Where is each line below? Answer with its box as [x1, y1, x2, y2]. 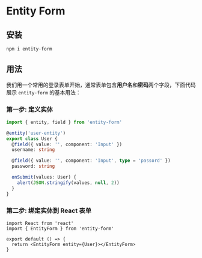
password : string [11, 164, 55, 170]
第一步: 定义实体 [6, 105, 53, 114]
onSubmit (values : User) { [11, 174, 77, 180]
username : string [11, 147, 55, 153]
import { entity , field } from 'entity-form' [6, 119, 122, 125]
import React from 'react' [6, 220, 74, 226]
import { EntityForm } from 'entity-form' [6, 226, 114, 232]
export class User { [6, 135, 58, 142]
